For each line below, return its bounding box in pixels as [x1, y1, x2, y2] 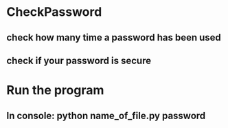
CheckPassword [6, 4, 102, 20]
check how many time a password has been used [6, 32, 221, 43]
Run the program [6, 83, 104, 98]
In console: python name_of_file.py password [6, 109, 206, 121]
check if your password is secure [6, 54, 152, 66]
